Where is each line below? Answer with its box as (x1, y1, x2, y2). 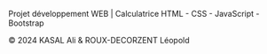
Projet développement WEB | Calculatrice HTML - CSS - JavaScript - (8, 9, 260, 19)
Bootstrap (8, 18, 45, 28)
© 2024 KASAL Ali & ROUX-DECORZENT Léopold (8, 35, 190, 45)
